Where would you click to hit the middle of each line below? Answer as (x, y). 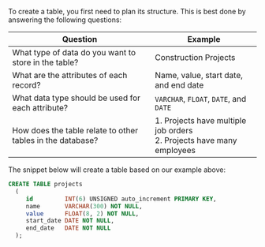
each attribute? (40, 108)
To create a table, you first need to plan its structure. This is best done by (127, 11)
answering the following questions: (65, 20)
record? (26, 85)
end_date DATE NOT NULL (68, 228)
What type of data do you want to (74, 52)
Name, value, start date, (199, 75)
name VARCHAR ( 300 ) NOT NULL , (84, 206)
